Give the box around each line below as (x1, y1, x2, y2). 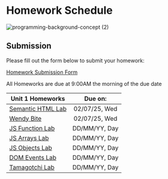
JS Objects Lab (9, 144, 52, 152)
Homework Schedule (6, 4, 113, 17)
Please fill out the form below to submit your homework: (6, 56, 145, 64)
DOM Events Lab (9, 153, 57, 162)
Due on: (83, 94, 107, 103)
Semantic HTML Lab (9, 105, 67, 113)
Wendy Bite (9, 114, 42, 123)
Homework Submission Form (6, 68, 78, 76)
